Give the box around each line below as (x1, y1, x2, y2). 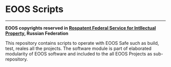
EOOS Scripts (5, 4, 64, 15)
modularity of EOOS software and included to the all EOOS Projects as (5, 50, 153, 56)
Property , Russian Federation (5, 30, 69, 36)
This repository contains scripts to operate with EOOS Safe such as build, (5, 40, 159, 46)
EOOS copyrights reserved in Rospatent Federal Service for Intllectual (5, 25, 156, 31)
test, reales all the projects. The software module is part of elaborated (5, 45, 152, 51)
